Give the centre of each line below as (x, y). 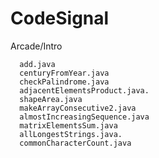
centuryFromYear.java (64, 73)
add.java (37, 64)
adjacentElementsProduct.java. (84, 90)
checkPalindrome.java (64, 82)
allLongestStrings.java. (71, 134)
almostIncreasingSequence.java (84, 117)
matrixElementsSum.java (68, 125)
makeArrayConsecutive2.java (78, 108)
